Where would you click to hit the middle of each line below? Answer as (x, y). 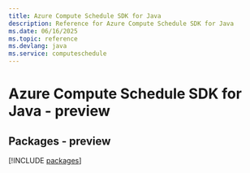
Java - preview (60, 111)
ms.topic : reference (43, 39)
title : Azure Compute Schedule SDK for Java (85, 16)
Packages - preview (60, 141)
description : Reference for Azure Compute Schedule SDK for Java (121, 24)
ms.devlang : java (38, 46)
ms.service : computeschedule (58, 54)
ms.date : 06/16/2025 (43, 31)
